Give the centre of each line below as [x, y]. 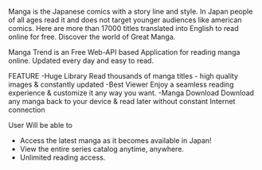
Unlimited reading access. [63, 157]
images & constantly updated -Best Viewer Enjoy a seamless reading [121, 84]
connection [27, 110]
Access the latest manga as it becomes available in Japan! [116, 141]
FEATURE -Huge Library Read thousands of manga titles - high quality [123, 76]
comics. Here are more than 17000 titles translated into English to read [123, 28]
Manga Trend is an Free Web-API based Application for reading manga [124, 52]
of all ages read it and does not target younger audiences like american [125, 20]
